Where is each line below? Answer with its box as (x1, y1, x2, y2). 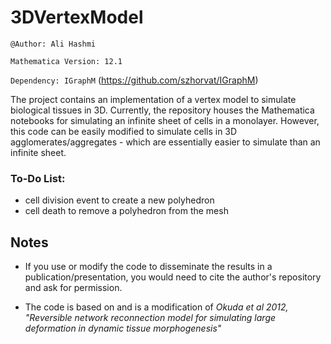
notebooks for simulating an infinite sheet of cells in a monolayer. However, (10, 114, 320, 126)
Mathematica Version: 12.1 (10, 56, 123, 66)
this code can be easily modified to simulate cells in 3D (10, 125, 238, 137)
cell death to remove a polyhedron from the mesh (24, 205, 229, 217)
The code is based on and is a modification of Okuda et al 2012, (24, 301, 289, 313)
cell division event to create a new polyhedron (24, 194, 215, 206)
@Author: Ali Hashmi (10, 39, 97, 49)
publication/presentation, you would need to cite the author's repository (24, 271, 322, 283)
